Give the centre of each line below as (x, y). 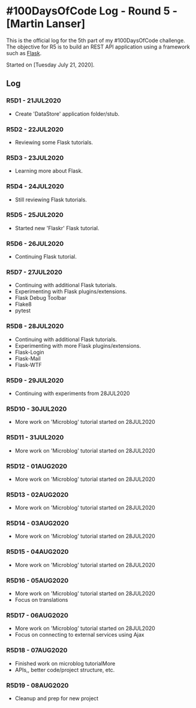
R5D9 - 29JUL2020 (35, 380)
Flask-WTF (28, 364)
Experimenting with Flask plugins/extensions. (71, 291)
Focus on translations (41, 600)
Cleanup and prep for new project (57, 698)
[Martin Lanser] (46, 24)
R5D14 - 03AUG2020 (37, 523)
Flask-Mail (28, 358)
